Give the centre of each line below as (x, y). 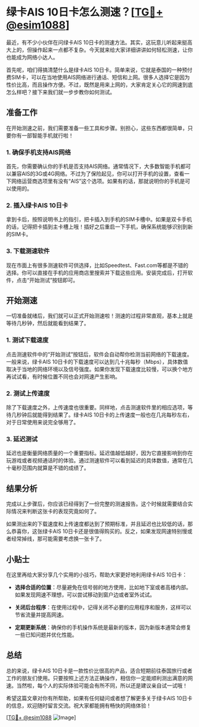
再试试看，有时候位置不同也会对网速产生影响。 (63, 376)
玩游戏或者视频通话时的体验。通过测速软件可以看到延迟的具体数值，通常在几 (99, 461)
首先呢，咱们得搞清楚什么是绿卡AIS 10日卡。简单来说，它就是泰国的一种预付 (99, 69)
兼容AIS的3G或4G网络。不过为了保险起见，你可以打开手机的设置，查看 (98, 174)
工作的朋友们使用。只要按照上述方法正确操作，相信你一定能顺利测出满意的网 (99, 678)
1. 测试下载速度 (28, 340)
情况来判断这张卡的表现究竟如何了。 (55, 512)
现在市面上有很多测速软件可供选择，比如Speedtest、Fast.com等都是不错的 (97, 265)
